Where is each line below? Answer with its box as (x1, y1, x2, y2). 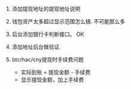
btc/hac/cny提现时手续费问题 (11, 56, 84, 63)
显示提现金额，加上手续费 (20, 76, 84, 83)
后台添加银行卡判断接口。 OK (11, 30, 84, 38)
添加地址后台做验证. (11, 44, 61, 50)
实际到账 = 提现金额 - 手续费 (20, 69, 91, 76)
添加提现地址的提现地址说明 (11, 5, 81, 12)
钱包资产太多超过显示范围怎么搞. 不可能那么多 (11, 18, 126, 25)
